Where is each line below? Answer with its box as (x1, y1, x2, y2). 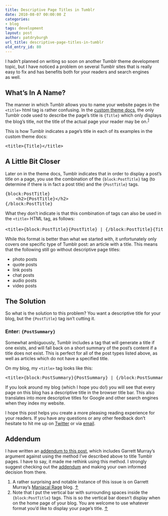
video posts (12, 283, 37, 289)
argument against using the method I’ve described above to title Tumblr (5, 453, 152, 460)
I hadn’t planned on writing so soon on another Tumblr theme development (5, 58, 159, 64)
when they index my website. (5, 400, 65, 406)
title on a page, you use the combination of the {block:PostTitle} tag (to (5, 176, 155, 182)
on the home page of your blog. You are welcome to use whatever (12, 500, 149, 506)
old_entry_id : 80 (5, 44, 41, 49)
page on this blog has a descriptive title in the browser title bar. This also (5, 389, 155, 395)
